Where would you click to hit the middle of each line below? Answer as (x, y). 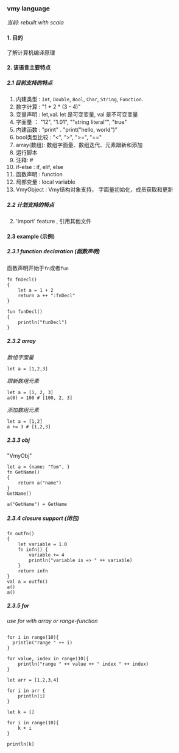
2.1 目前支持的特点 (30, 82)
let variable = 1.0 (43, 544)
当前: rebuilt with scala (36, 23)
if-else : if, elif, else (39, 167)
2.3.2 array (21, 341)
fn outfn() (21, 533)
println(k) (21, 744)
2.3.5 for (18, 606)
